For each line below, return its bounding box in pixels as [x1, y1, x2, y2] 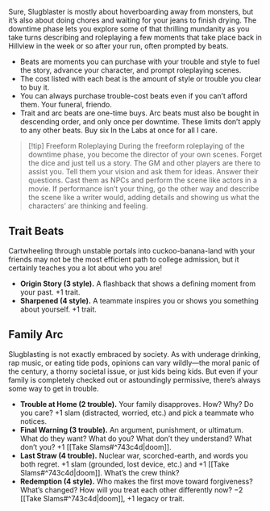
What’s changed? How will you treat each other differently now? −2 [19, 484, 243, 495]
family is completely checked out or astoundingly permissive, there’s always [8, 375, 261, 384]
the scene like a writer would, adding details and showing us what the [27, 193, 260, 202]
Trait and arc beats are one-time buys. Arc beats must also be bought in [19, 108, 260, 118]
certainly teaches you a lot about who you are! [8, 262, 163, 273]
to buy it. [19, 82, 50, 92]
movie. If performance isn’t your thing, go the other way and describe [27, 184, 260, 193]
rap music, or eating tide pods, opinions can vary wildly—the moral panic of [8, 358, 260, 367]
